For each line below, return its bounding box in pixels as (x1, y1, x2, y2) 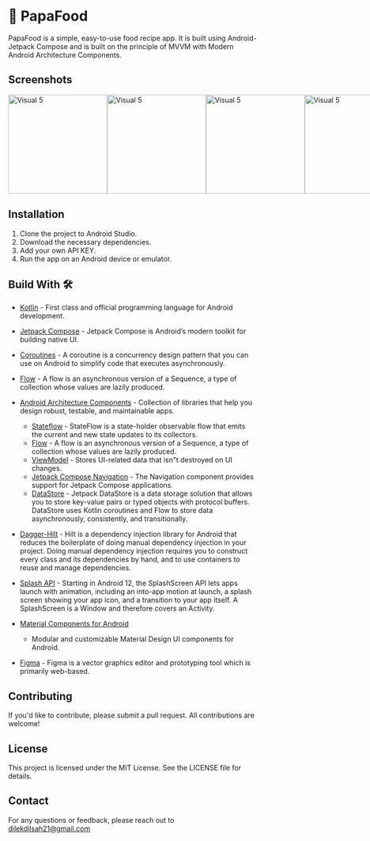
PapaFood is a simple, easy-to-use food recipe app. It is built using (8, 33, 227, 43)
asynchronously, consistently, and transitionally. (31, 514, 188, 523)
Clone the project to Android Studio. (19, 229, 138, 238)
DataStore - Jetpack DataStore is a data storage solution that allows (31, 489, 253, 498)
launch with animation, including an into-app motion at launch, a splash (19, 587, 252, 596)
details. (8, 771, 32, 781)
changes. (31, 463, 62, 474)
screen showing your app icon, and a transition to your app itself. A (19, 596, 239, 605)
